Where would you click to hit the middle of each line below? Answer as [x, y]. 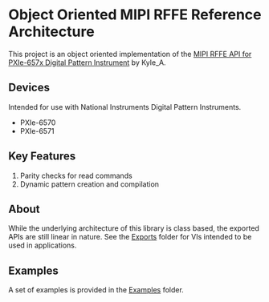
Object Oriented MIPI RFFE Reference [135, 15]
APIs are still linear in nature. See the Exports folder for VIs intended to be [130, 237]
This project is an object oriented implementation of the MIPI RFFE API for [130, 54]
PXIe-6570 [38, 123]
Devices [29, 88]
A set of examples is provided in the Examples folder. [96, 290]
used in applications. [43, 245]
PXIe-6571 [37, 131]
